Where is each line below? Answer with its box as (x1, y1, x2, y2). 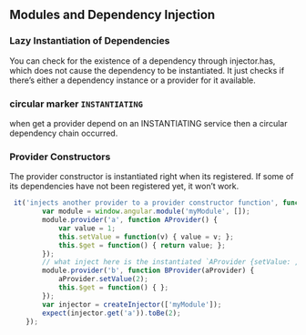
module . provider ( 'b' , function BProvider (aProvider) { (42, 266, 255, 276)
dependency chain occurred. (9, 127, 118, 138)
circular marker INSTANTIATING (9, 97, 144, 110)
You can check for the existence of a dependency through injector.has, (9, 55, 276, 66)
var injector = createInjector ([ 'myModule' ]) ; (42, 299, 222, 309)
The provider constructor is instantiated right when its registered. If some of (9, 171, 294, 182)
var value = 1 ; (57, 223, 117, 233)
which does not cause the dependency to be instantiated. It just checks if (9, 65, 285, 76)
